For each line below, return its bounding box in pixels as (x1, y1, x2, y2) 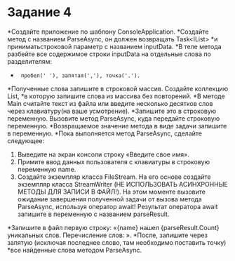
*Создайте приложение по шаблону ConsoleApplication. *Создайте (7, 27, 209, 36)
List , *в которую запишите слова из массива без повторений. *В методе (7, 92, 226, 100)
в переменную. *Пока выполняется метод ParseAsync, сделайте (7, 129, 202, 138)
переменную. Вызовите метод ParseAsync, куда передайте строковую (7, 114, 220, 123)
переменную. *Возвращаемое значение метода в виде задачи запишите (7, 121, 227, 130)
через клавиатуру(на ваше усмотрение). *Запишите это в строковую (7, 107, 217, 115)
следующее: (7, 136, 45, 145)
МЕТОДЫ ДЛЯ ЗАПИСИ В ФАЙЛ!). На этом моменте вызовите (17, 187, 206, 196)
